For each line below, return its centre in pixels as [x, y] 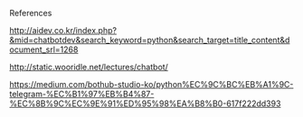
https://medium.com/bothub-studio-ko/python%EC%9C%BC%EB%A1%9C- [151, 84]
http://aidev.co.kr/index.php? [63, 30]
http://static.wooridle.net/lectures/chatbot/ [89, 67]
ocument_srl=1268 [44, 49]
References [31, 13]
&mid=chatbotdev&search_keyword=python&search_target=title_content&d [150, 40]
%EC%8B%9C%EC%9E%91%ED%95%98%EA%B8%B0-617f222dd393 [145, 103]
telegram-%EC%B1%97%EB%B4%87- [82, 94]
